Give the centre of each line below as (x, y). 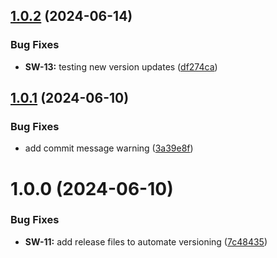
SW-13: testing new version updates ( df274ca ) (121, 66)
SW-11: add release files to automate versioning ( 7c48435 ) (146, 241)
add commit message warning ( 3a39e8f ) (109, 148)
